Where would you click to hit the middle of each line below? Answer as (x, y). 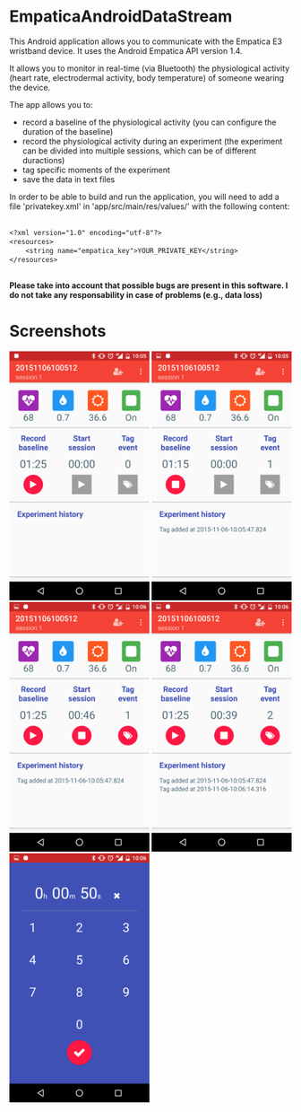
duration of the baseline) (68, 131)
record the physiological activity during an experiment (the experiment (152, 141)
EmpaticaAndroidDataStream (121, 17)
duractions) (43, 160)
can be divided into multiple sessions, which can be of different (139, 151)
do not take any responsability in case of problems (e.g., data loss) (136, 294)
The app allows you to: (52, 104)
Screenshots (58, 332)
